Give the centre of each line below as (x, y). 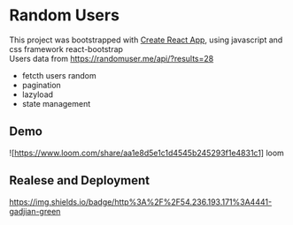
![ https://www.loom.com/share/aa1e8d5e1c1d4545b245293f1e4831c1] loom (147, 153)
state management (56, 103)
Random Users (64, 15)
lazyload (38, 94)
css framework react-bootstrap (66, 49)
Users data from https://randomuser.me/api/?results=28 (112, 58)
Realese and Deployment (80, 180)
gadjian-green (35, 211)
